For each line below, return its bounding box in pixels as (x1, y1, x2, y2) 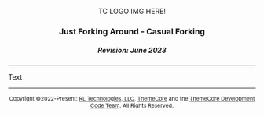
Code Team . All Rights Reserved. (90, 101, 174, 109)
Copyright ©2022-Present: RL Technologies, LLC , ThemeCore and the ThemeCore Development (9, 94, 255, 102)
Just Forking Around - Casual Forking (58, 26, 206, 37)
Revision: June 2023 (97, 45, 167, 55)
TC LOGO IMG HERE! (97, 7, 167, 16)
